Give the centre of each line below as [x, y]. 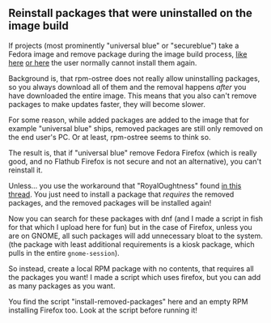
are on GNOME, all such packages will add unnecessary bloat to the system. [135, 236]
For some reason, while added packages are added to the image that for [129, 120]
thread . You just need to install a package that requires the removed [121, 194]
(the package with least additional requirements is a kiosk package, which [131, 244]
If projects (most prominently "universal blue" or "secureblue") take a [124, 45]
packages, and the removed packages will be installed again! [110, 202]
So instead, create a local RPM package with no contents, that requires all [131, 268]
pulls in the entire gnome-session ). [64, 253]
